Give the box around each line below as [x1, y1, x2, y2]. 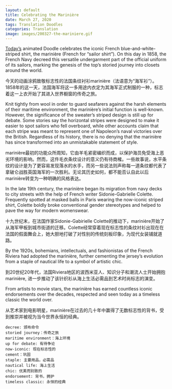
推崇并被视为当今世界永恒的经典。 [9, 314, 82, 320]
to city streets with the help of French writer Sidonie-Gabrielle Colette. [5, 191, 154, 197]
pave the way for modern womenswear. [5, 207, 89, 213]
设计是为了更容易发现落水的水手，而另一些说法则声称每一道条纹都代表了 [14, 163, 167, 168]
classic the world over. [5, 297, 53, 303]
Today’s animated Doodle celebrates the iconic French [5, 46, 120, 51]
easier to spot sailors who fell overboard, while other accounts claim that [5, 123, 159, 129]
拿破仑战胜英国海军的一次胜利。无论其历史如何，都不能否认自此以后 [5, 169, 149, 175]
